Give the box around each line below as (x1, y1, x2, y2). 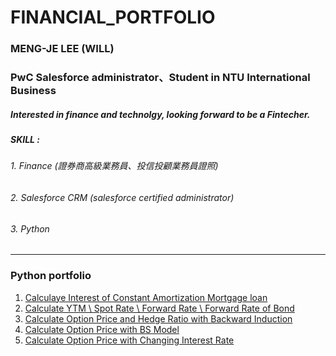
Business (10, 84, 57, 98)
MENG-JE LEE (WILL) (10, 42, 115, 56)
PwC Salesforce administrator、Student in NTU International (10, 71, 311, 85)
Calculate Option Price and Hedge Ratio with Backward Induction (24, 312, 293, 325)
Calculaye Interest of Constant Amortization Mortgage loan (24, 291, 268, 303)
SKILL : (10, 134, 40, 145)
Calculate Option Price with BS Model (24, 323, 180, 335)
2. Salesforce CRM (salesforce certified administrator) (10, 191, 235, 203)
